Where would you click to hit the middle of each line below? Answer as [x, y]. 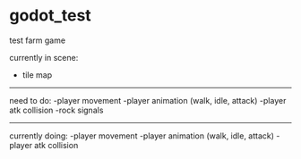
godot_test [50, 16]
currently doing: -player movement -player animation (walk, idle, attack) [142, 136]
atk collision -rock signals [56, 110]
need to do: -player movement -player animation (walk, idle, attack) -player [148, 100]
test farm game [37, 40]
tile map [37, 75]
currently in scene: [44, 57]
